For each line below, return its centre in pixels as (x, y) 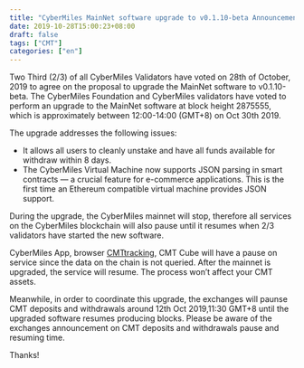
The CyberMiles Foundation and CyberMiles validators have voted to (158, 97)
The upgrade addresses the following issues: (93, 133)
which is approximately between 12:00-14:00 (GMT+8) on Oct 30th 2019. (146, 116)
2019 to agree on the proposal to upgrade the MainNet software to (133, 87)
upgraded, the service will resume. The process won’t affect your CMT (141, 272)
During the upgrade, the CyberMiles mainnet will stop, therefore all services (151, 216)
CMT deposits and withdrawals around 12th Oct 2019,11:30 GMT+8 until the (149, 309)
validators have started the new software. (87, 235)
